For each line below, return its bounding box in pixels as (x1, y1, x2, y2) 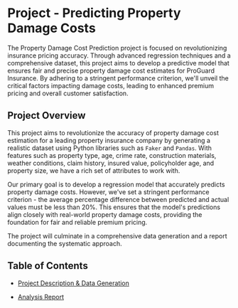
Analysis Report (17, 292, 65, 301)
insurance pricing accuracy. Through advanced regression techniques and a (7, 51, 231, 60)
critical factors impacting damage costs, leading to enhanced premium (7, 81, 215, 90)
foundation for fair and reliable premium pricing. (7, 218, 148, 226)
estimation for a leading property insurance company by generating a (7, 136, 211, 144)
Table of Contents (7, 260, 89, 272)
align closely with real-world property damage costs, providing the (7, 210, 202, 218)
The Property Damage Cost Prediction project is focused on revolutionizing (7, 43, 227, 52)
